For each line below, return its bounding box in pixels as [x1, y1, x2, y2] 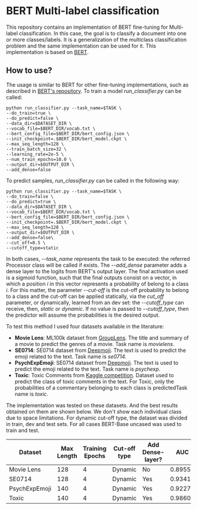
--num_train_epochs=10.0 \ [6, 156, 72, 162]
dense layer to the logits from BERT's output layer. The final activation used [6, 267, 188, 274]
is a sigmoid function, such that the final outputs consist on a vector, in [6, 274, 177, 281]
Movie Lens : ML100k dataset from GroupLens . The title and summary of [14, 334, 189, 341]
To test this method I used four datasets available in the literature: [6, 323, 164, 330]
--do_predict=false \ [6, 115, 59, 121]
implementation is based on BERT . [6, 48, 89, 55]
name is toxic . [14, 390, 49, 397]
